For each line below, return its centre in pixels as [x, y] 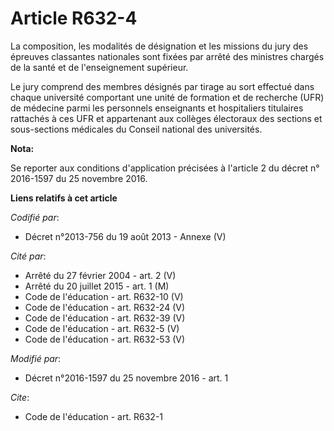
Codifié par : [35, 217]
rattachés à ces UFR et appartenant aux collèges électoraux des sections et [166, 118]
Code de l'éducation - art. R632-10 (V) [104, 296]
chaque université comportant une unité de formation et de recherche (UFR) [167, 97]
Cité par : [28, 256]
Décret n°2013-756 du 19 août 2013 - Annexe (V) [125, 236]
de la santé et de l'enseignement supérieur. [99, 67]
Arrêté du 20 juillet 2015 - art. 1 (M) [97, 286]
